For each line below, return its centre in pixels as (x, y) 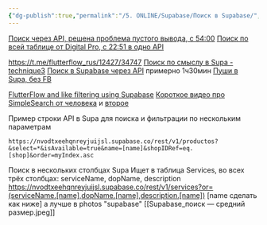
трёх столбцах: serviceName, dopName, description (95, 178)
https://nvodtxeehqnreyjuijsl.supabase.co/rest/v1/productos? (113, 141)
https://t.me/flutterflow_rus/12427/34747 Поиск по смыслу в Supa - (121, 62)
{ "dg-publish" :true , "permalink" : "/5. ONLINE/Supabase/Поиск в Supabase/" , (135, 16)
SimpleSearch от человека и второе (69, 103)
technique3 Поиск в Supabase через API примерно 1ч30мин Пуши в (123, 70)
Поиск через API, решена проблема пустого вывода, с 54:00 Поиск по (128, 38)
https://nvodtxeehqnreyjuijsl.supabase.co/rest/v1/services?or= (111, 187)
